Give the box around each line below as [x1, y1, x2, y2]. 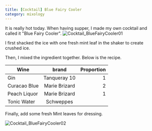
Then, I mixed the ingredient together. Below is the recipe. [5, 54, 122, 60]
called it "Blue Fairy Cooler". [5, 30, 62, 36]
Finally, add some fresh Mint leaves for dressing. [5, 110, 103, 116]
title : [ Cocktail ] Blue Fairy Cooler [5, 7, 82, 12]
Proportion [80, 66, 106, 73]
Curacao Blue [7, 82, 39, 89]
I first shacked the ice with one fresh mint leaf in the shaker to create [5, 40, 144, 45]
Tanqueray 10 [43, 74, 76, 81]
